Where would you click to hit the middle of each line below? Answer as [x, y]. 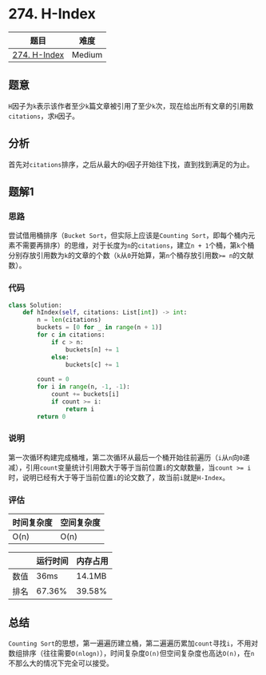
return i [79, 409]
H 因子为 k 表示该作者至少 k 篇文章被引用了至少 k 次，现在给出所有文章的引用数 [131, 105]
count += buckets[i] [85, 395]
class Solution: [35, 305]
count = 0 [53, 379]
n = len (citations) [69, 320]
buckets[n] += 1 [92, 349]
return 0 [52, 416]
